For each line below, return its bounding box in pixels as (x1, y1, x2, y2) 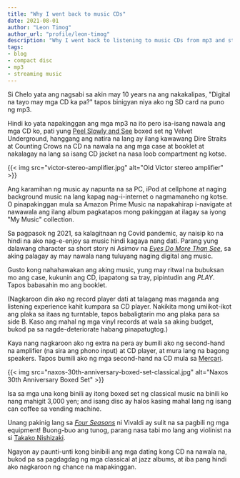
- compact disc (7, 57, 53, 64)
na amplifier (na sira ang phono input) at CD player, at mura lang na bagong (7, 346, 230, 354)
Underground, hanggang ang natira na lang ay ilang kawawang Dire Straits (7, 134, 227, 143)
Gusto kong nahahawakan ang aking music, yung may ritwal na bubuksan (7, 265, 224, 274)
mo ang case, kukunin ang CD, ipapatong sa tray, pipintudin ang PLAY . (7, 273, 215, 282)
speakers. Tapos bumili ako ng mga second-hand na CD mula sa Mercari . (7, 354, 224, 362)
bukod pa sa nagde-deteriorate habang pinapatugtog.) (7, 324, 169, 333)
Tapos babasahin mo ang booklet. (7, 280, 107, 289)
